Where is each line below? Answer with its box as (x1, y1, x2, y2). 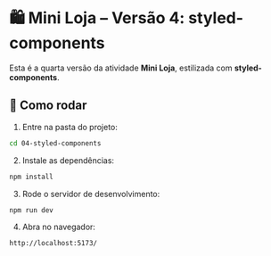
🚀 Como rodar (9, 98, 87, 113)
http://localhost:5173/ (9, 239, 98, 248)
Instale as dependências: (21, 154, 114, 166)
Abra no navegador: (21, 221, 96, 233)
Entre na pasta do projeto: (21, 121, 119, 132)
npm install (9, 172, 53, 181)
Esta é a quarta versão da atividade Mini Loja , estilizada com (9, 62, 233, 73)
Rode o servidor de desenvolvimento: (21, 188, 160, 199)
